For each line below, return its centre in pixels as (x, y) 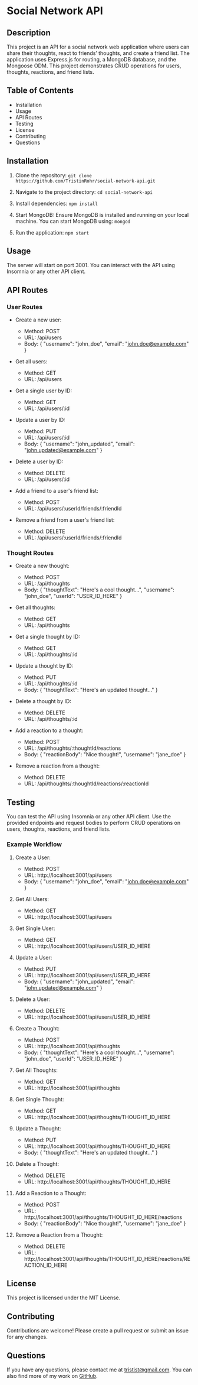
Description (29, 33)
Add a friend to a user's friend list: (57, 491)
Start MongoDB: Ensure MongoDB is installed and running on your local (102, 214)
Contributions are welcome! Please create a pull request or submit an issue (98, 1331)
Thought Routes (30, 553)
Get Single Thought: (39, 1099)
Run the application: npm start (52, 232)
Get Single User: (35, 928)
